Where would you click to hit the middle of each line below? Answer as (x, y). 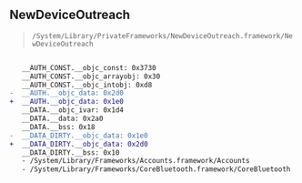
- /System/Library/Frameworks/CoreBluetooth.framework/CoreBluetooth (156, 169)
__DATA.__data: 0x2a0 (62, 119)
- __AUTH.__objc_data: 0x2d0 (67, 93)
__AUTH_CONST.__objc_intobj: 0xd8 (87, 85)
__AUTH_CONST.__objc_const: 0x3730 (89, 67)
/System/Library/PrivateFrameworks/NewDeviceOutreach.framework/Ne (162, 36)
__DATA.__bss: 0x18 (58, 127)
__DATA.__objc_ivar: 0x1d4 (73, 110)
